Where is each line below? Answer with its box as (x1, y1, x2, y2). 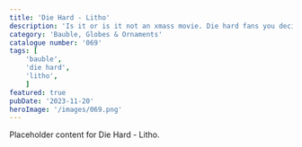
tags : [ (9, 47, 39, 56)
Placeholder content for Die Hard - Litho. (9, 129, 160, 140)
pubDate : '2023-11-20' (9, 96, 94, 106)
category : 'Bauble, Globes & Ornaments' (9, 30, 164, 39)
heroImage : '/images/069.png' (9, 105, 123, 114)
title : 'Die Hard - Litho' (9, 13, 111, 22)
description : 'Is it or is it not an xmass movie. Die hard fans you (9, 22, 276, 30)
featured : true (9, 88, 67, 97)
